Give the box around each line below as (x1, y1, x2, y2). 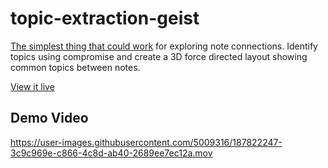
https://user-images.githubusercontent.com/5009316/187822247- (10, 136, 283, 148)
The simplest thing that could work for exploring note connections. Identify (10, 40, 318, 52)
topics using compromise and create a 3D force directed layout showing (10, 50, 308, 62)
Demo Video (10, 110, 89, 127)
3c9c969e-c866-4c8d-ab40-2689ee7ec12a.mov (10, 147, 213, 159)
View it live (10, 80, 55, 92)
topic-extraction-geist (10, 7, 200, 30)
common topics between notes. (10, 61, 141, 73)
